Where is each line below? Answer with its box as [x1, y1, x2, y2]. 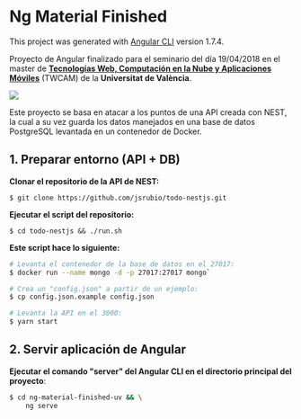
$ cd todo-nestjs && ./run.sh [9, 227, 123, 236]
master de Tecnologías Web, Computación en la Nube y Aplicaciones [9, 63, 272, 74]
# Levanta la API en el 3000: [9, 308, 123, 318]
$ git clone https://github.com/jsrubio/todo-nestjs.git [9, 193, 227, 202]
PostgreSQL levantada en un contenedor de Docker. [9, 126, 202, 137]
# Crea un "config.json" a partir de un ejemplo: [9, 284, 199, 293]
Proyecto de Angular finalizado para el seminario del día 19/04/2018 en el [9, 53, 280, 64]
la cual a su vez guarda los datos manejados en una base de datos [9, 116, 256, 127]
